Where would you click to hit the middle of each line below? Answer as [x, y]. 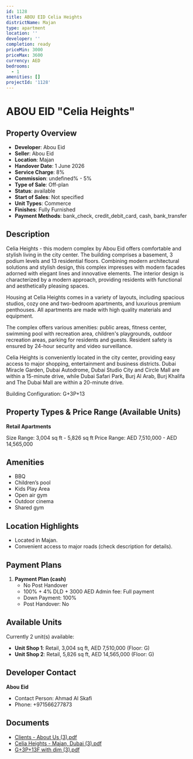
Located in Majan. [36, 540]
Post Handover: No [46, 604]
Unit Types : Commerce [43, 203]
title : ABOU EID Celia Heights [44, 17]
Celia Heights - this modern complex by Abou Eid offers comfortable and [94, 248]
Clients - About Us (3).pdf [46, 737]
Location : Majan [34, 160]
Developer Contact [41, 673]
